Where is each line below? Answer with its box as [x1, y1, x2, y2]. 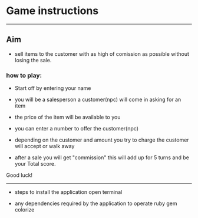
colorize [14, 206, 35, 213]
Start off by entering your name [14, 85, 91, 92]
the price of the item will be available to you [14, 113, 121, 121]
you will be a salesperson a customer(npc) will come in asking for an [14, 96, 181, 103]
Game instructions [6, 4, 99, 18]
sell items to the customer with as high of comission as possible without [14, 50, 190, 57]
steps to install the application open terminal [14, 189, 123, 196]
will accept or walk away [14, 143, 75, 150]
